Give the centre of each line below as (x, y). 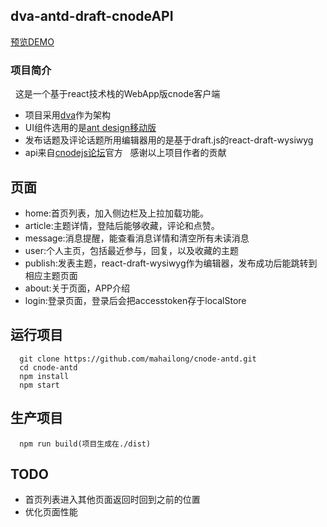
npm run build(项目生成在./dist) (85, 444)
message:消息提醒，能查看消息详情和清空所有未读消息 (137, 238)
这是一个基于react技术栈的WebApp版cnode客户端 (117, 94)
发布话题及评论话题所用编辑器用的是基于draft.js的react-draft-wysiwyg (169, 140)
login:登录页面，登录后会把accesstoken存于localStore (135, 300)
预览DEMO (32, 41)
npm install (44, 376)
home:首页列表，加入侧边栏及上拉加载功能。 (116, 213)
